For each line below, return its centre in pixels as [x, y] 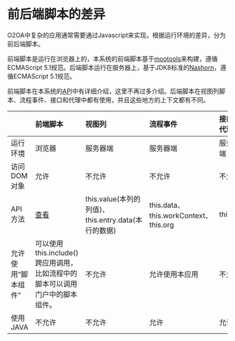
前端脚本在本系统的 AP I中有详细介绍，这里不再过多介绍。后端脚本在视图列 [113, 91]
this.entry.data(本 [114, 220]
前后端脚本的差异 [57, 14]
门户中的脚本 [56, 294]
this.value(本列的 [113, 199]
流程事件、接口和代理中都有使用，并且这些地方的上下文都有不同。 [114, 99]
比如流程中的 [56, 273]
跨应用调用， [56, 263]
